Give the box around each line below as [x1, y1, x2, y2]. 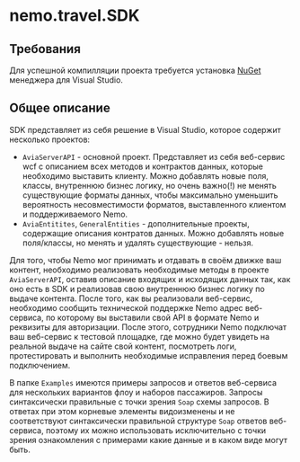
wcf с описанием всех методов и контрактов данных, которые [22, 161, 263, 172]
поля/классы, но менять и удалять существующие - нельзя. [22, 237, 254, 248]
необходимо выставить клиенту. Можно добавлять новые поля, [22, 170, 269, 181]
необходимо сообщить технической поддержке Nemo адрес [9, 302, 244, 313]
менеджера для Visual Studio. [9, 75, 124, 85]
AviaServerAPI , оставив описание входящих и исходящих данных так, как [9, 273, 291, 284]
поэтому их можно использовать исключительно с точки [45, 424, 267, 436]
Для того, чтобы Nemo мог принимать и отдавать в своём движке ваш [9, 254, 282, 265]
